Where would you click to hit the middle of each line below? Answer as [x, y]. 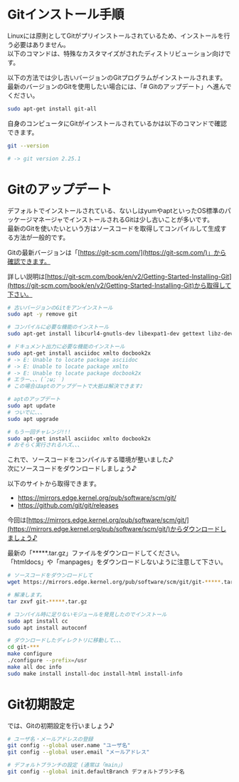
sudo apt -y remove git [43, 314]
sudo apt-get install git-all [52, 109]
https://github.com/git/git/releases [68, 506]
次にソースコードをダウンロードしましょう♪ [72, 469]
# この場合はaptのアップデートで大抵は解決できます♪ [75, 386]
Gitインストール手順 [66, 15]
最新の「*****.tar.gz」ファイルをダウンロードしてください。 [95, 553]
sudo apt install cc [38, 621]
